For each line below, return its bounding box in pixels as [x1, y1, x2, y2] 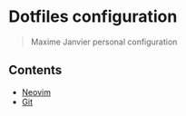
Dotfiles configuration [8, 6, 178, 27]
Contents [8, 63, 63, 78]
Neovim [21, 86, 52, 97]
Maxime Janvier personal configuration [30, 36, 178, 47]
